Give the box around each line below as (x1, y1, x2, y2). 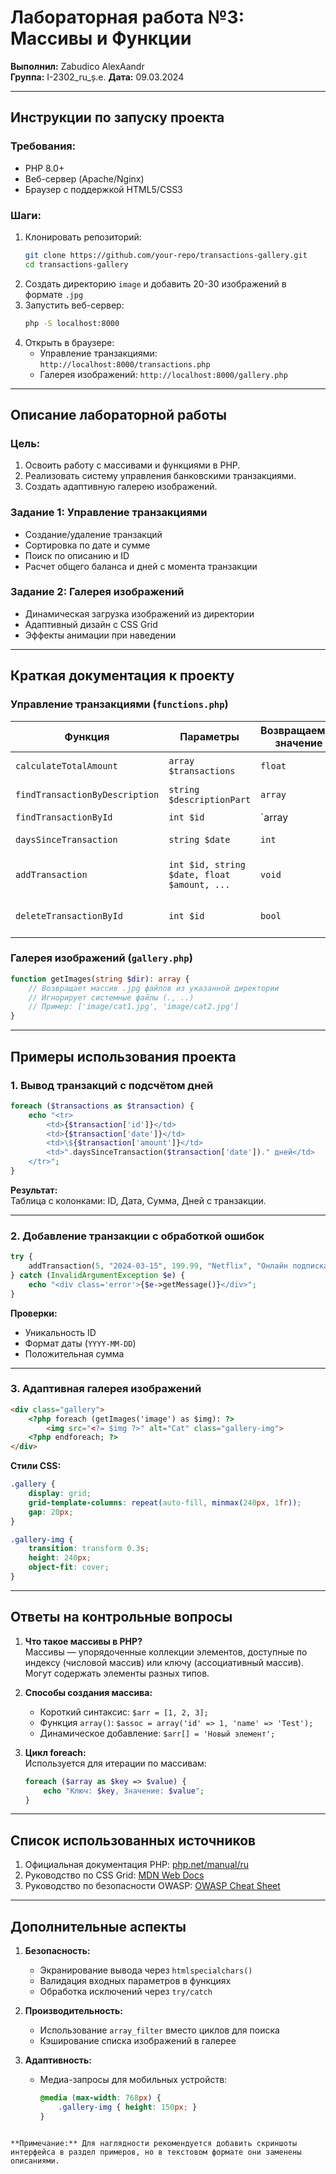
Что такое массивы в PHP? (24, 1635, 143, 1647)
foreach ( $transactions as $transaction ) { (10, 1101, 195, 1111)
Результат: (10, 1184, 58, 1196)
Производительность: (24, 2005, 123, 2017)
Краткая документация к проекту (10, 667, 235, 685)
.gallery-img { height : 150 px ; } (58, 2102, 198, 2112)
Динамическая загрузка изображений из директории (24, 607, 255, 620)
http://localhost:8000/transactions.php (39, 359, 211, 370)
